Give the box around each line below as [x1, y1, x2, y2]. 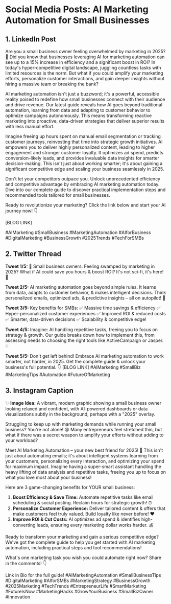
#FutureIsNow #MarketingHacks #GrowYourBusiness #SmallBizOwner [5, 588, 154, 594]
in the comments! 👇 [5, 560, 47, 566]
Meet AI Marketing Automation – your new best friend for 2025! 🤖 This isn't [5, 447, 163, 453]
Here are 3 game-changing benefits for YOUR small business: [5, 484, 135, 490]
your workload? [5, 437, 38, 443]
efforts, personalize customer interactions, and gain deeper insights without [5, 76, 165, 81]
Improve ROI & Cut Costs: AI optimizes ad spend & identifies [12, 516, 140, 522]
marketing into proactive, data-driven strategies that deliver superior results [5, 118, 165, 124]
